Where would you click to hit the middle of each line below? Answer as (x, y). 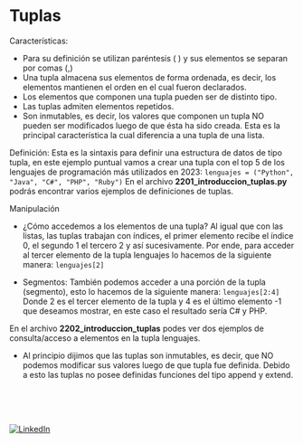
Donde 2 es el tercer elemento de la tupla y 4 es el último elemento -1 (152, 301)
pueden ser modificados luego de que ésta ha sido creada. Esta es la (151, 125)
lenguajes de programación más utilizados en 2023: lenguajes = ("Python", (151, 172)
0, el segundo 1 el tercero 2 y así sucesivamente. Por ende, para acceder (158, 245)
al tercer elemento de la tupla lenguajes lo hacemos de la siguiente (147, 255)
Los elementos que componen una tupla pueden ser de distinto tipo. (150, 97)
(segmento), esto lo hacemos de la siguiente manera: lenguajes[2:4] (151, 291)
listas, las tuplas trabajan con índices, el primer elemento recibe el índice (158, 235)
